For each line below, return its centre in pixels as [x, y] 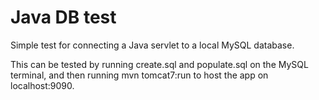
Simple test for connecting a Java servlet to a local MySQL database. [152, 45]
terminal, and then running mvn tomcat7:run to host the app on [139, 75]
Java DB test [63, 17]
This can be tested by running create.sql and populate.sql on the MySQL [159, 64]
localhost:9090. [42, 85]
